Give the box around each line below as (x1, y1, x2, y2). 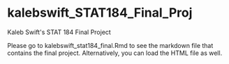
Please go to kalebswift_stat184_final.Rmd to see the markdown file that (7, 41, 214, 49)
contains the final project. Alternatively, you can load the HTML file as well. (7, 49, 223, 57)
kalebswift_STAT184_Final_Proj (7, 5, 193, 21)
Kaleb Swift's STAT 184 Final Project (7, 28, 112, 36)
